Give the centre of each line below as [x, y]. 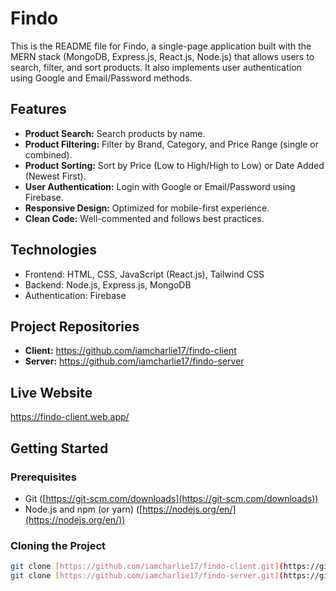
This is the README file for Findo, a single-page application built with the [161, 46]
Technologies [54, 250]
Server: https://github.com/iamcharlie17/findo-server [134, 361]
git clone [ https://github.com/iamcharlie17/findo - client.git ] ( [147, 567]
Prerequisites [43, 477]
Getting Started [59, 448]
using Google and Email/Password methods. [101, 78]
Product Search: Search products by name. [115, 133]
